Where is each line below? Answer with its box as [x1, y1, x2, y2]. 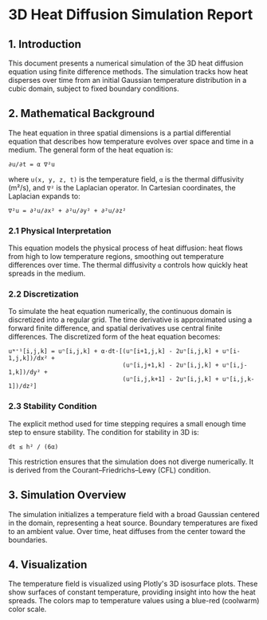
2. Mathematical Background [8, 107, 155, 120]
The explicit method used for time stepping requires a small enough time [8, 418, 247, 428]
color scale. [8, 604, 47, 614]
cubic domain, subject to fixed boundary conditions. [8, 84, 179, 93]
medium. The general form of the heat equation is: [8, 145, 174, 155]
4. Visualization [8, 558, 88, 571]
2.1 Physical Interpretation [8, 225, 112, 236]
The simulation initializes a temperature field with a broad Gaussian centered [8, 509, 260, 519]
